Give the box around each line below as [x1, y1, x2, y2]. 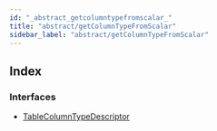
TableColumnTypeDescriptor [22, 111, 130, 122]
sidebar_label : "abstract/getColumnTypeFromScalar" [9, 30, 209, 39]
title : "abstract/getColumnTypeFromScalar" [9, 22, 177, 31]
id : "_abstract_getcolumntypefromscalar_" [9, 13, 173, 23]
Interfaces [9, 90, 56, 103]
